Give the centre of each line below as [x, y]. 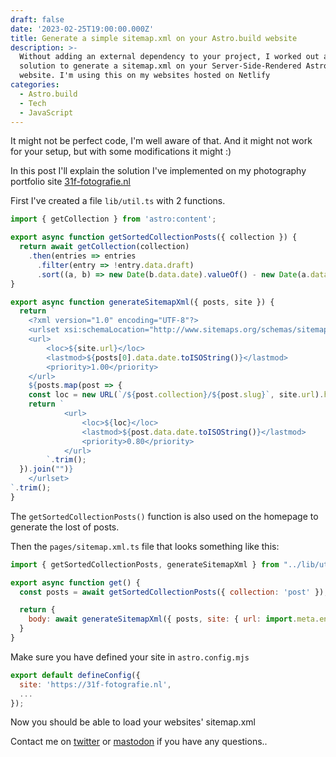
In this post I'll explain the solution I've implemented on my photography [158, 171]
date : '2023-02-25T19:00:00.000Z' [82, 29]
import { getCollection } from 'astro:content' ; [113, 219]
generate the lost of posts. [65, 527]
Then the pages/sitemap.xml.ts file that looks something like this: [145, 546]
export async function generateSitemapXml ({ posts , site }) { [142, 302]
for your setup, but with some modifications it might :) [121, 152]
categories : [35, 85]
